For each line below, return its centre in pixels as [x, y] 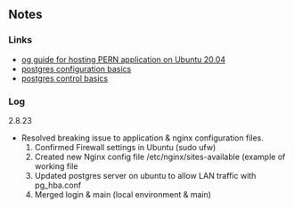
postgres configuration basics [76, 68]
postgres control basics [65, 78]
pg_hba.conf [58, 185]
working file [56, 166]
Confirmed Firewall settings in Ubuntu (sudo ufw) [125, 147]
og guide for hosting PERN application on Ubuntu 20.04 [123, 59]
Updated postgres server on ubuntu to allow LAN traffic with [145, 175]
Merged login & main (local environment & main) [122, 194]
